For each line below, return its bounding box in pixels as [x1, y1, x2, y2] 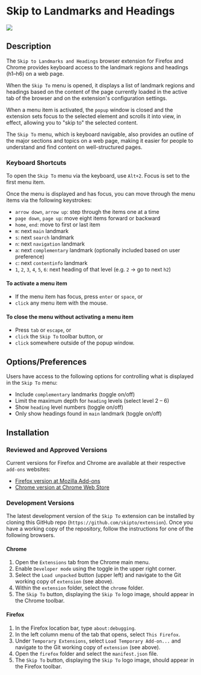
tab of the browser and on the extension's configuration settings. [6, 95, 167, 102]
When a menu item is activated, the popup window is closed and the [6, 106, 173, 113]
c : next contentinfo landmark [14, 260, 88, 267]
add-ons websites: [6, 465, 51, 473]
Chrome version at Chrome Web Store [14, 484, 110, 491]
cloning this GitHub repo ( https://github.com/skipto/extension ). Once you [6, 519, 193, 526]
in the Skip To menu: [6, 379, 58, 387]
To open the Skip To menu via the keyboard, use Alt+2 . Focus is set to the [6, 172, 190, 179]
